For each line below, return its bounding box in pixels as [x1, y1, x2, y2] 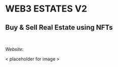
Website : [5, 46, 24, 52]
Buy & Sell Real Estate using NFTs [5, 23, 113, 32]
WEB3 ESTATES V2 [5, 3, 88, 15]
